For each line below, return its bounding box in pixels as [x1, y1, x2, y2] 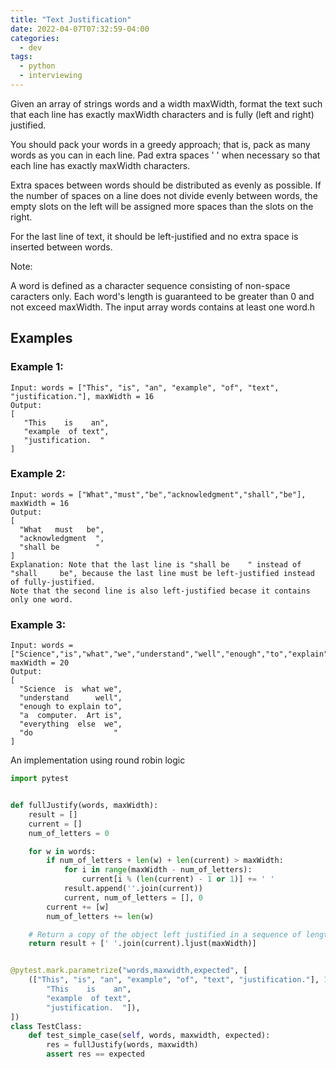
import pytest [10, 774, 70, 784]
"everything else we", [19, 719, 123, 730]
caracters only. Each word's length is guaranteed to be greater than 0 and [10, 290, 315, 302]
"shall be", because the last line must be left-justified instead [10, 568, 315, 578]
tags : [10, 52, 33, 62]
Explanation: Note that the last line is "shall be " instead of [10, 559, 302, 570]
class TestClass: [10, 1021, 83, 1031]
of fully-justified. [10, 577, 97, 587]
